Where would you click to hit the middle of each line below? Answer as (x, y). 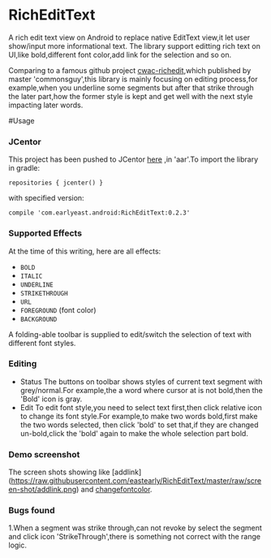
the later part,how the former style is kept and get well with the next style (131, 96)
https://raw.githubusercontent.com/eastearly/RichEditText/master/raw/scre (136, 481)
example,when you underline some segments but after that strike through (131, 88)
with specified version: (46, 198)
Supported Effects (45, 233)
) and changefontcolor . (114, 490)
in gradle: (24, 168)
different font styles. (42, 343)
